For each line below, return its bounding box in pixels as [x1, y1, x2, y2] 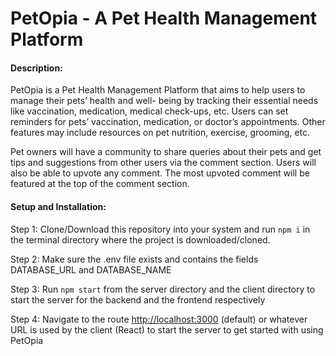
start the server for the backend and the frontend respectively [10, 293, 266, 306]
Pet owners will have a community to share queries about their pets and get [10, 146, 322, 158]
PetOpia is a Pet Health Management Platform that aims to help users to [10, 84, 306, 96]
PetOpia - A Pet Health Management [10, 7, 318, 30]
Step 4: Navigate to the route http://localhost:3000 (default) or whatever [10, 313, 308, 325]
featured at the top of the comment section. [10, 178, 190, 190]
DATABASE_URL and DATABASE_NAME [10, 263, 172, 276]
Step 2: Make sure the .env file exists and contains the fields [10, 253, 259, 265]
